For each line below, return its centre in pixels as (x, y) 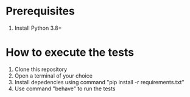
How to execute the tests (70, 52)
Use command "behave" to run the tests (65, 89)
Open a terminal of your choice (53, 75)
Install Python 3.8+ (38, 28)
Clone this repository (41, 69)
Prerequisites (40, 11)
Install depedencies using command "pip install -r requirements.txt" (99, 82)
